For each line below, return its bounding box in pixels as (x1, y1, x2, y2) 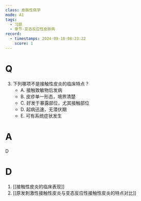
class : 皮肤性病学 (5, 7, 41, 13)
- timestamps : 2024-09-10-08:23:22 (10, 36, 86, 42)
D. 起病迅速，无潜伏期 (20, 106, 67, 112)
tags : (5, 17, 17, 22)
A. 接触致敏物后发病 (20, 87, 63, 93)
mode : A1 (5, 12, 24, 17)
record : (5, 31, 22, 36)
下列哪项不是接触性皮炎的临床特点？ (12, 81, 90, 87)
